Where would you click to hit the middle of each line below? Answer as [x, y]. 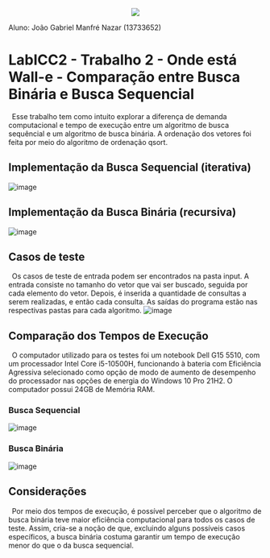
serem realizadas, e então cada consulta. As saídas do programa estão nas [133, 302]
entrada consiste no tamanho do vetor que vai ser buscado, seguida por [128, 285]
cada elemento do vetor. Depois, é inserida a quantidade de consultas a [128, 293]
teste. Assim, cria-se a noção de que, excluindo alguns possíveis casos [127, 528]
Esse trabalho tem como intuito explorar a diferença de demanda [119, 116]
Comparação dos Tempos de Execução [108, 335]
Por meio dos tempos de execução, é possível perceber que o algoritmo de [137, 510]
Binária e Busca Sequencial [102, 95]
